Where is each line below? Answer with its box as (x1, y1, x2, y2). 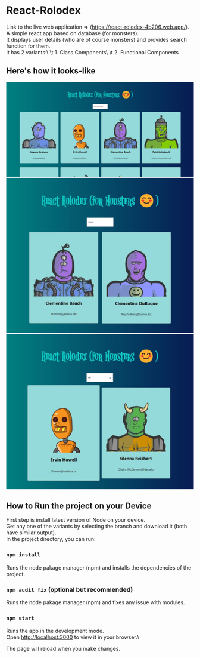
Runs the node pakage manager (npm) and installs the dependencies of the (6, 564, 192, 571)
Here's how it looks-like (6, 66, 96, 76)
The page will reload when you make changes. (6, 645, 121, 653)
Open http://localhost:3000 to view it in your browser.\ (6, 634, 140, 641)
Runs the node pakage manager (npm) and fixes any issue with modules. (6, 598, 185, 606)
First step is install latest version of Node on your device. (6, 516, 146, 524)
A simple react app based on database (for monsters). (6, 29, 139, 36)
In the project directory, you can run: (6, 536, 96, 543)
